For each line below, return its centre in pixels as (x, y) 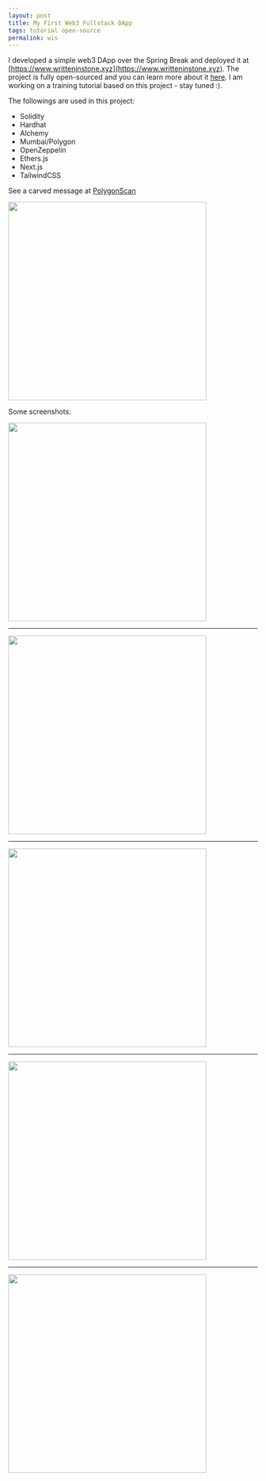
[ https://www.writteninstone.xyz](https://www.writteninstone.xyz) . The (124, 69)
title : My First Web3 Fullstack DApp (70, 23)
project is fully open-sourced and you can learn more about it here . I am (125, 77)
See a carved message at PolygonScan (72, 191)
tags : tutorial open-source (55, 30)
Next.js (31, 167)
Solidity (32, 117)
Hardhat (33, 125)
